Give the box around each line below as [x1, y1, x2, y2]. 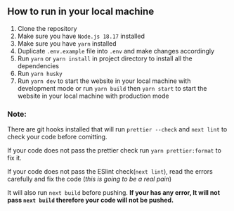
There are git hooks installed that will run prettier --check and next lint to [7, 125, 228, 134]
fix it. [7, 154, 22, 162]
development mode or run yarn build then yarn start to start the [17, 84, 207, 92]
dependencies [17, 61, 60, 70]
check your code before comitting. [7, 133, 108, 141]
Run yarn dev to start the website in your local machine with [17, 77, 191, 85]
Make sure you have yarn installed [17, 39, 117, 48]
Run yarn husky [17, 69, 63, 77]
